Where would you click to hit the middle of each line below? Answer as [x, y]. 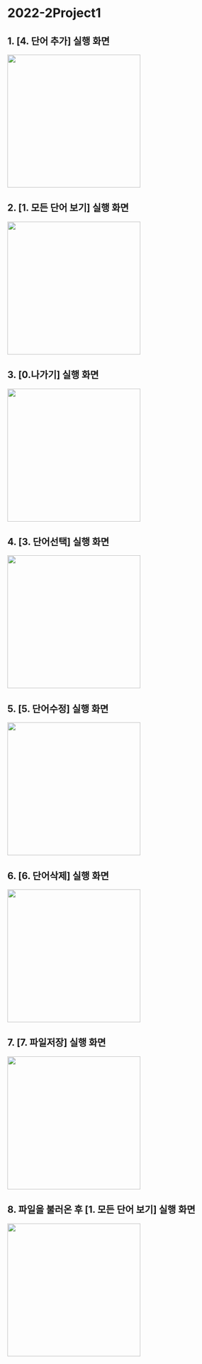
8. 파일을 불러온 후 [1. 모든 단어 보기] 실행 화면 [102, 1210]
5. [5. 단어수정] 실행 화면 [58, 709]
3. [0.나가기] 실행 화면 [53, 375]
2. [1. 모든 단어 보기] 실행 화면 [68, 208]
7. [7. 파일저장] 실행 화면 [57, 1042]
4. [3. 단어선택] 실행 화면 [58, 542]
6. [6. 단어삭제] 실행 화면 [58, 876]
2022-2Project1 [54, 13]
